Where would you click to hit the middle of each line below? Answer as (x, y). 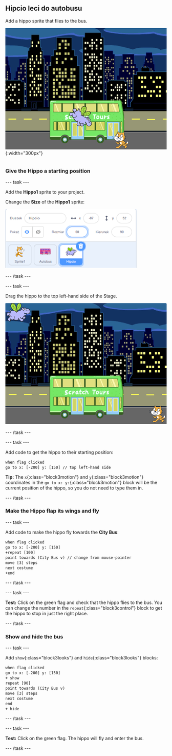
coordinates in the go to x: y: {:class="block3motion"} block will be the (81, 482)
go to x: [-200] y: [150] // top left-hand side (58, 467)
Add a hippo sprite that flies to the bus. (46, 21)
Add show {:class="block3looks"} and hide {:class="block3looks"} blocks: (82, 658)
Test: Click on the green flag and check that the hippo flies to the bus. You (84, 602)
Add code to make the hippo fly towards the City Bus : (62, 532)
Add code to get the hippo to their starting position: (59, 452)
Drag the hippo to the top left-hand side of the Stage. (61, 296)
